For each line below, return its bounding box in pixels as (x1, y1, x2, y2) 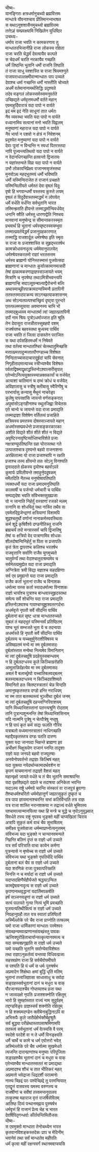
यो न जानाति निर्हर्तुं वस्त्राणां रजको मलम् (5, 498, 67, 504)
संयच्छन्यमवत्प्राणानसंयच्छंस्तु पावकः (5, 929, 60, 934)
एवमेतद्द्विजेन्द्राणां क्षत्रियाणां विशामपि (5, 510, 60, 516)
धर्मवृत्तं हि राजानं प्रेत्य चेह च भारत (5, 1107, 58, 1112)
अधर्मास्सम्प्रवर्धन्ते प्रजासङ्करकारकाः (5, 424, 62, 429)
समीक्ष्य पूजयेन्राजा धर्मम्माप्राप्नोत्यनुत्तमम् (5, 825, 65, 831)
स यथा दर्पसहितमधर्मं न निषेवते (5, 338, 53, 344)
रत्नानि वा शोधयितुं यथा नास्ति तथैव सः (5, 504, 66, 510)
